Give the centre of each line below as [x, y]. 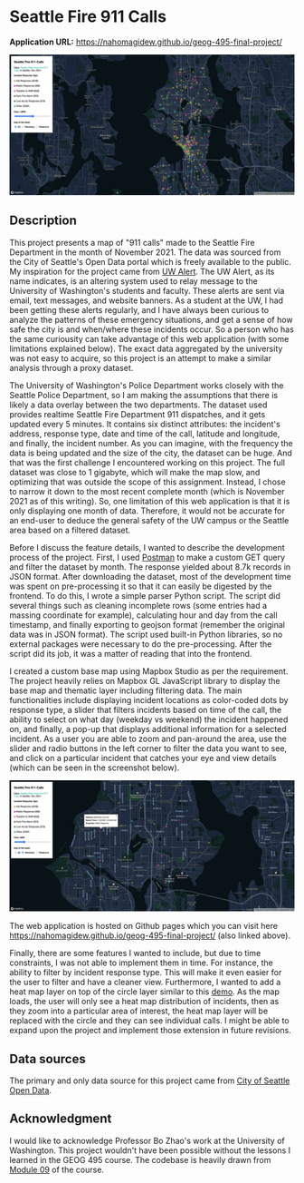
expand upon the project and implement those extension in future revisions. [150, 1031]
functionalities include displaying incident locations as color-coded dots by [149, 699]
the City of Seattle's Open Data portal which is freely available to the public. [151, 261]
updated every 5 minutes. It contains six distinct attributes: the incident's [145, 424]
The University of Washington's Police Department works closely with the [147, 385]
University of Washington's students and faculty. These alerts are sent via [147, 290]
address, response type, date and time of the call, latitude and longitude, [145, 434]
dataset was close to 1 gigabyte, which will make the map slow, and [135, 472]
